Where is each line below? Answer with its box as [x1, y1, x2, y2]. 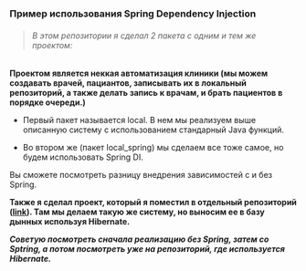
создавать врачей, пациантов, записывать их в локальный [9, 78, 247, 89]
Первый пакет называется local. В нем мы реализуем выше [22, 115, 257, 126]
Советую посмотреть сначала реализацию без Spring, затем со [9, 234, 269, 245]
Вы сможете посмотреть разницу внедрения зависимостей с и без [9, 170, 272, 181]
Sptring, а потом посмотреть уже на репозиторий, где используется [9, 244, 285, 255]
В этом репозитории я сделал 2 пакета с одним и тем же [31, 30, 257, 41]
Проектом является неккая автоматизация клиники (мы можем [9, 68, 269, 79]
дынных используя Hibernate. [9, 216, 131, 227]
